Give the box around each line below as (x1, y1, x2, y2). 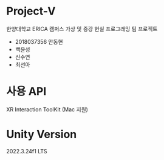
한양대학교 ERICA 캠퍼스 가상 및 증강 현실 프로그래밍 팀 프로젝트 (6, 25, 158, 32)
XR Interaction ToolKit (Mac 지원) (6, 105, 88, 113)
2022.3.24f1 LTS (6, 147, 47, 155)
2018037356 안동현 (15, 38, 63, 45)
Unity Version (6, 128, 77, 141)
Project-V (6, 4, 56, 18)
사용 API (6, 85, 47, 99)
